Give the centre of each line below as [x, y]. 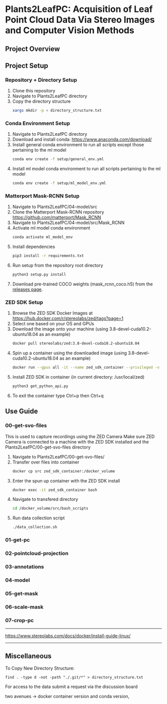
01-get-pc [18, 540]
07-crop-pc [19, 620]
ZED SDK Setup [24, 302]
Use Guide [22, 411]
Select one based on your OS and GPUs [53, 324]
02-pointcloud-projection [37, 553]
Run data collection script [39, 518]
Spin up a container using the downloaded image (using [70, 353]
